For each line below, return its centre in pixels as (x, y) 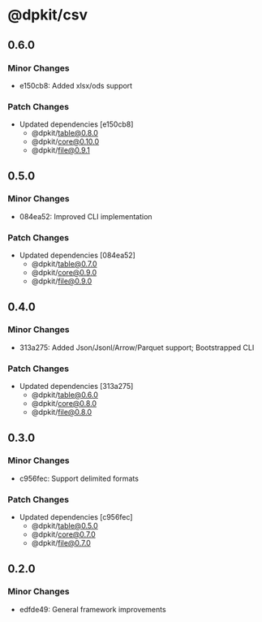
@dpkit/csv (48, 15)
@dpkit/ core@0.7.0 (64, 534)
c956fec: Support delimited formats (79, 478)
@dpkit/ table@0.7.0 (64, 264)
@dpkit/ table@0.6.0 (64, 395)
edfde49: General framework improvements (93, 609)
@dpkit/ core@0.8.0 (64, 404)
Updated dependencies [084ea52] (77, 255)
